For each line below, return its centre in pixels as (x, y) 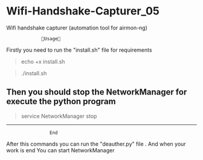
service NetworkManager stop (59, 116)
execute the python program (61, 101)
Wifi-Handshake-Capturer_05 (83, 11)
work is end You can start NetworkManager (60, 150)
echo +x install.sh (43, 61)
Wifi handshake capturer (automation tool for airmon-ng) (77, 28)
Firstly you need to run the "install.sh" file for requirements (79, 50)
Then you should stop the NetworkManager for (97, 92)
